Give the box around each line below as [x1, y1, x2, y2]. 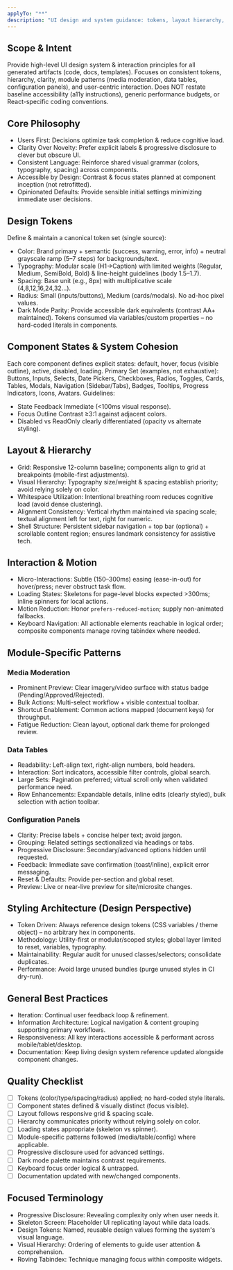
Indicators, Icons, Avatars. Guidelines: [7, 389, 116, 397]
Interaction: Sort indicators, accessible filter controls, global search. [17, 768, 212, 777]
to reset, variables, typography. [17, 943, 107, 951]
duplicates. [17, 958, 50, 966]
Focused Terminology [7, 1192, 104, 1204]
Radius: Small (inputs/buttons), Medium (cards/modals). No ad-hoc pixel [17, 291, 224, 299]
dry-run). [17, 972, 44, 981]
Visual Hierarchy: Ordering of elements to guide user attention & [17, 1240, 201, 1248]
